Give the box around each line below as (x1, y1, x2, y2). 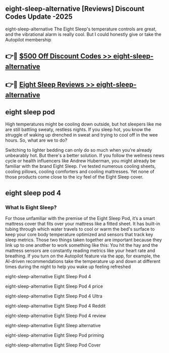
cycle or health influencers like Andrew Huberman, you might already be (5, 158, 156, 164)
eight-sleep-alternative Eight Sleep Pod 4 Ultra (5, 293, 102, 299)
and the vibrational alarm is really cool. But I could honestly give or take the (5, 31, 161, 37)
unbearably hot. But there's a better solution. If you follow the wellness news (5, 152, 164, 159)
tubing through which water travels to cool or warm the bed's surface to (5, 226, 155, 232)
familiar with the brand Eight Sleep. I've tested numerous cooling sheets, (5, 163, 156, 169)
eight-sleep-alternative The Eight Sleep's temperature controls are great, (5, 26, 157, 32)
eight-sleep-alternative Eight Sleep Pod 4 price (5, 283, 103, 289)
